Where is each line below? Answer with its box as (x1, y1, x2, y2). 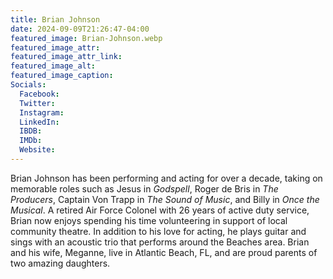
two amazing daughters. (10, 257, 111, 269)
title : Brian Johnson (10, 14, 101, 25)
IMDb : (19, 136, 43, 146)
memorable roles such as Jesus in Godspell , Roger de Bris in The (10, 182, 279, 195)
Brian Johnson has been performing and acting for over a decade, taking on (10, 172, 323, 184)
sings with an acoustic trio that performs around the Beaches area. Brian (10, 236, 310, 248)
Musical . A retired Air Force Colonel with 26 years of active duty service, (10, 204, 310, 216)
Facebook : (19, 89, 60, 99)
